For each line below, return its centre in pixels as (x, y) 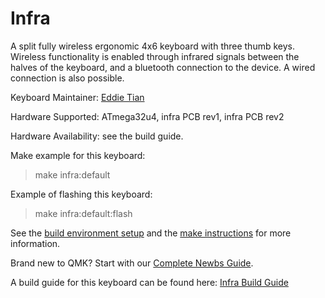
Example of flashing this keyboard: (81, 194)
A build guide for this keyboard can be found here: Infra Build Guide (149, 282)
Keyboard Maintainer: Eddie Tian (77, 97)
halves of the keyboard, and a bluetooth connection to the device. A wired (163, 67)
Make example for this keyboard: (78, 155)
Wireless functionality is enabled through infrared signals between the (155, 56)
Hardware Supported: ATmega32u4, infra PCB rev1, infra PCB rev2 (147, 116)
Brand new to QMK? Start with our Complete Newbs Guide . (132, 263)
